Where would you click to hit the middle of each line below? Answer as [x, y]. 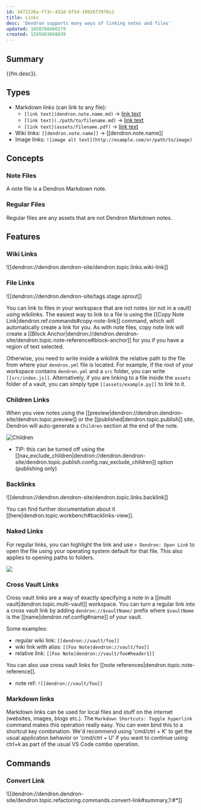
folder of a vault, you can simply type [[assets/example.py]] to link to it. [96, 384]
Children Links [28, 399]
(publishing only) [36, 469]
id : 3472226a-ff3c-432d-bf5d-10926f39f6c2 [60, 12]
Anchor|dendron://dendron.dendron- [93, 333]
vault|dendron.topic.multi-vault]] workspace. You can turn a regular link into [101, 604]
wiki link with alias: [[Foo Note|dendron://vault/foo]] [82, 646]
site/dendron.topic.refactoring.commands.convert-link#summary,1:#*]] [94, 800]
